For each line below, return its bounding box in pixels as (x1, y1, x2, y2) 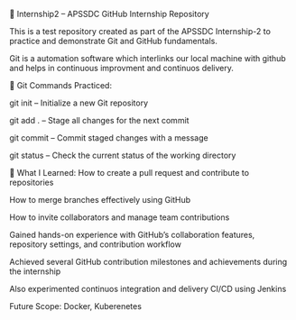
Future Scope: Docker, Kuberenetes (9, 301, 143, 311)
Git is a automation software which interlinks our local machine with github (9, 53, 286, 63)
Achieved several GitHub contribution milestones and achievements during (9, 257, 288, 267)
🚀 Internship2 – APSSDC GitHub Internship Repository (9, 9, 209, 19)
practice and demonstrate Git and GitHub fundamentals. (9, 36, 218, 46)
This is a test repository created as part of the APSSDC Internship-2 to (9, 26, 271, 36)
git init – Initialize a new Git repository (9, 97, 149, 108)
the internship (9, 266, 61, 277)
